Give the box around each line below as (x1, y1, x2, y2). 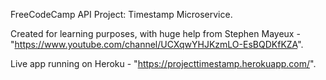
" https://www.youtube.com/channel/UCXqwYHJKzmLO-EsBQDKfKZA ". (10, 39, 304, 50)
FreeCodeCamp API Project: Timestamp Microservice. (10, 9, 233, 20)
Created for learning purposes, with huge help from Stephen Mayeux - (10, 28, 301, 39)
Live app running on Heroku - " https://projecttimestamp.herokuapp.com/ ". (10, 58, 317, 69)
